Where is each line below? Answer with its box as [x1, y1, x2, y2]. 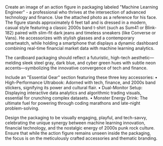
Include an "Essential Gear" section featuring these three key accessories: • [5, 75, 158, 80]
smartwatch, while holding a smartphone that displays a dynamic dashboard [5, 40, 158, 46]
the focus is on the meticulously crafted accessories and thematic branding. [5, 135, 158, 141]
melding [5, 60, 21, 65]
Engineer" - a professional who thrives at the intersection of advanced [5, 9, 146, 15]
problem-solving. [5, 105, 40, 111]
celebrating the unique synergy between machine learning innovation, [5, 120, 145, 126]
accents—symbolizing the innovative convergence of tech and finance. [5, 65, 148, 71]
